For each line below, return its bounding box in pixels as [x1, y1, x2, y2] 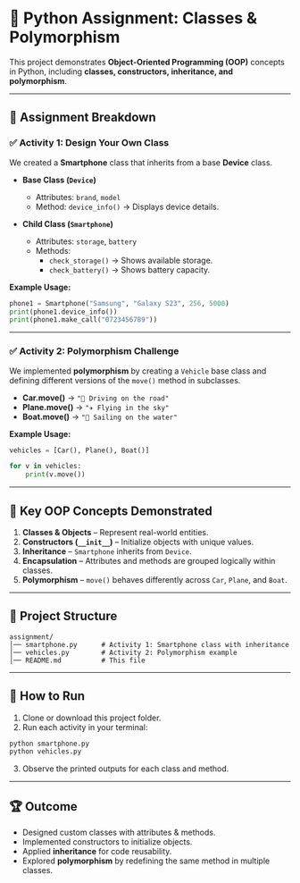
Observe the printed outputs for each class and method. [21, 763, 229, 774]
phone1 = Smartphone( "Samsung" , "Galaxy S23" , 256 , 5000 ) [9, 299, 229, 307]
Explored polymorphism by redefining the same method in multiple [21, 855, 271, 866]
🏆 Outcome [9, 799, 78, 814]
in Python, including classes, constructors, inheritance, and [9, 66, 234, 77]
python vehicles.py [9, 747, 82, 756]
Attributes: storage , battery [35, 236, 137, 247]
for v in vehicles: [9, 462, 82, 471]
